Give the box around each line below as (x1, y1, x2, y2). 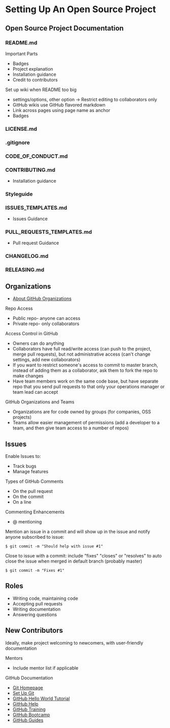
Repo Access (5, 305, 33, 311)
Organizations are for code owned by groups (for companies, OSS (12, 409, 151, 415)
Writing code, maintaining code (12, 595, 79, 601)
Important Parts (5, 50, 38, 56)
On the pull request (12, 488, 53, 494)
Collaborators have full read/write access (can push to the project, (12, 346, 152, 352)
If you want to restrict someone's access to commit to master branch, (12, 362, 158, 368)
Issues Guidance (12, 216, 48, 222)
